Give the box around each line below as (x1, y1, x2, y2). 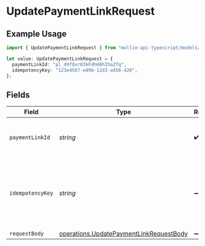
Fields (6, 90, 31, 100)
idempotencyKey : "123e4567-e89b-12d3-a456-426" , (12, 67, 138, 73)
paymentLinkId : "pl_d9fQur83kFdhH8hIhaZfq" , (12, 61, 127, 68)
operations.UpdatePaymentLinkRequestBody (59, 230, 188, 238)
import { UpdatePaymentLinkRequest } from (6, 45, 116, 51)
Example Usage (6, 29, 67, 39)
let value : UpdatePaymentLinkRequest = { (6, 56, 113, 62)
